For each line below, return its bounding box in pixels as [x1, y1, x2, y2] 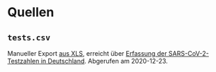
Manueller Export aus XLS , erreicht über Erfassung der [7, 49, 168, 57]
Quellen [7, 4, 55, 20]
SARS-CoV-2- [169, 49, 209, 57]
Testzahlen [7, 57, 40, 65]
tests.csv [7, 32, 51, 42]
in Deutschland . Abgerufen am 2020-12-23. [40, 57, 169, 65]
